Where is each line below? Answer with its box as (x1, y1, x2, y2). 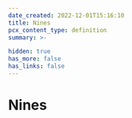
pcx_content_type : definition (8, 26, 108, 34)
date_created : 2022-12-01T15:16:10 (8, 11, 125, 20)
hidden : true (8, 48, 51, 56)
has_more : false (8, 55, 61, 63)
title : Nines (8, 19, 51, 27)
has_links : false (8, 62, 65, 71)
